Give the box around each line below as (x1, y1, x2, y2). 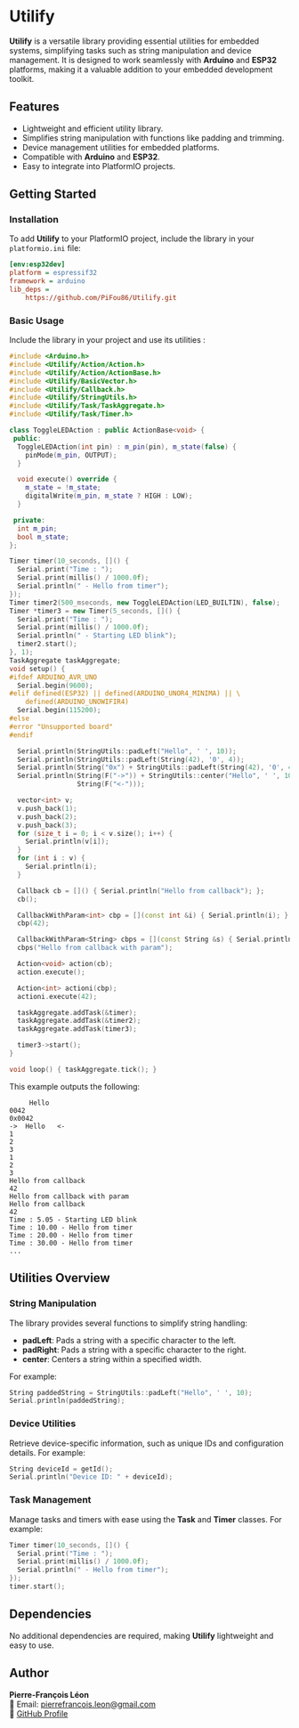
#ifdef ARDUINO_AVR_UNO (9, 672, 98, 682)
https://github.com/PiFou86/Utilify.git (25, 293, 177, 302)
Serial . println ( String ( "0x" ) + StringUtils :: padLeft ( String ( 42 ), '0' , (17, 763, 285, 772)
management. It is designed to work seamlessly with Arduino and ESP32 (9, 54, 278, 65)
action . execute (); (17, 968, 86, 977)
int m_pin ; (17, 523, 58, 533)
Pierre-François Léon (9, 1689, 89, 1700)
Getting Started (9, 187, 97, 202)
